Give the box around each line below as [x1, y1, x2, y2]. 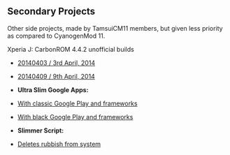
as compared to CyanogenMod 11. [7, 31, 106, 40]
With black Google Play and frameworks [17, 112, 134, 121]
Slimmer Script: [17, 126, 64, 135]
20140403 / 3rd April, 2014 [17, 59, 96, 67]
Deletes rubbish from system [17, 140, 101, 148]
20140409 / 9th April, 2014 [17, 72, 96, 80]
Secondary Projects [7, 6, 96, 17]
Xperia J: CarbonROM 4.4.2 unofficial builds [7, 45, 134, 53]
